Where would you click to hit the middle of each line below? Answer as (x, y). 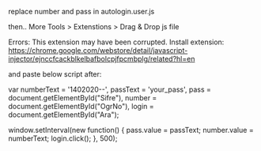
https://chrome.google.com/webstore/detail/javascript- (98, 50)
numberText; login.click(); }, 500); (63, 138)
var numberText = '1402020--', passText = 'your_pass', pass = (110, 89)
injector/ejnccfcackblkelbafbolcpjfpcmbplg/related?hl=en (102, 59)
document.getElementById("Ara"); (64, 115)
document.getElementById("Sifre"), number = (83, 98)
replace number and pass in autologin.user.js (81, 11)
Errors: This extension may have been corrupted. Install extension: (116, 42)
